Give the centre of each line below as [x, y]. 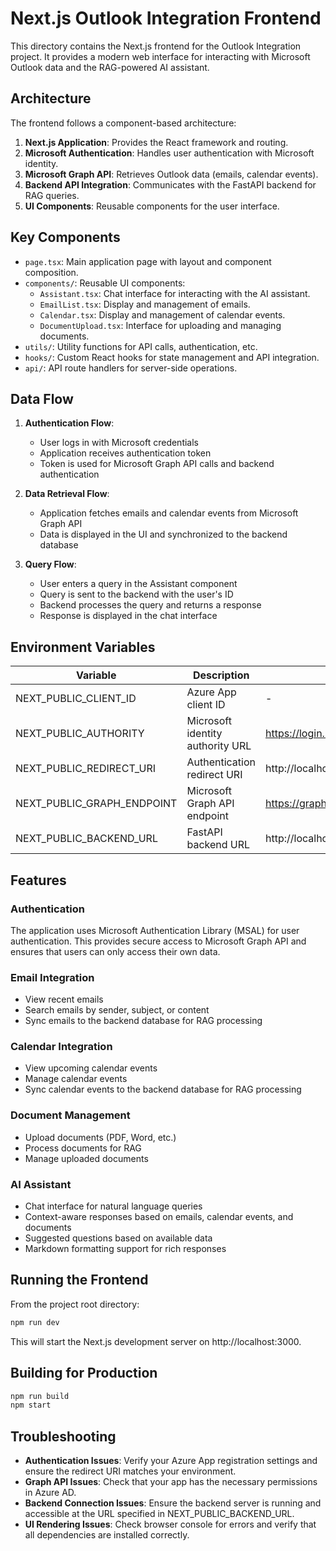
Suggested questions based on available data [118, 1238]
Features [38, 880]
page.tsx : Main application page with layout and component [148, 261]
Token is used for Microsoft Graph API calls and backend [157, 464]
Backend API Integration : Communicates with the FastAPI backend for [170, 184]
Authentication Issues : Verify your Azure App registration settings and [171, 1461]
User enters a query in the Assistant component [138, 584]
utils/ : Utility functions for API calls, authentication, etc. [141, 346]
